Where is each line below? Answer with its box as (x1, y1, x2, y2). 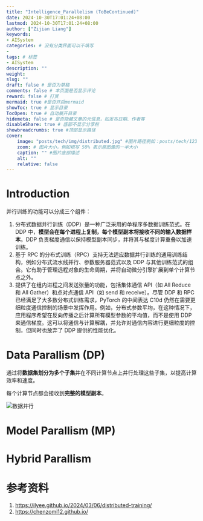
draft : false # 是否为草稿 (6, 82, 69, 88)
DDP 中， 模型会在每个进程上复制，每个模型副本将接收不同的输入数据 (14, 228, 187, 236)
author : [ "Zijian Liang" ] (6, 25, 71, 32)
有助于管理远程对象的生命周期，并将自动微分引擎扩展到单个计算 (31, 266, 190, 273)
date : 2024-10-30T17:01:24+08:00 (6, 15, 91, 21)
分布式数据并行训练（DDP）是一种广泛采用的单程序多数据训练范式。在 (14, 221, 190, 228)
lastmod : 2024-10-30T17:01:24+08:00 (6, 20, 98, 26)
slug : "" (6, 76, 28, 82)
